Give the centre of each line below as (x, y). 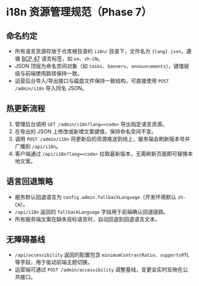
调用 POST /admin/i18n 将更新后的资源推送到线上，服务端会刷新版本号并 (102, 139)
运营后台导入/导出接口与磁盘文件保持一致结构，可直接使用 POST (92, 81)
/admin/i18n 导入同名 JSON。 (51, 88)
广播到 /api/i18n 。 (38, 146)
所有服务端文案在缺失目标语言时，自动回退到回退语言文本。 (87, 219)
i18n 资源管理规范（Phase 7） (79, 12)
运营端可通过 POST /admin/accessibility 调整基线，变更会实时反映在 (99, 269)
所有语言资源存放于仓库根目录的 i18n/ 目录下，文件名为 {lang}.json (98, 51)
